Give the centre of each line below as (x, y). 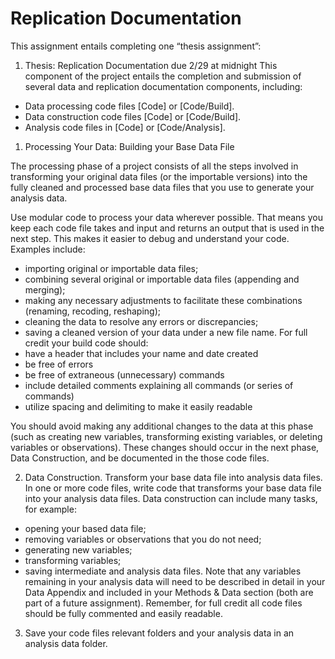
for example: (50, 509)
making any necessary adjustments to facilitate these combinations (163, 300)
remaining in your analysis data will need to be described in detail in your (175, 581)
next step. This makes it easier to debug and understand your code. (150, 238)
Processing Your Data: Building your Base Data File (129, 146)
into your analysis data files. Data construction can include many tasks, (171, 498)
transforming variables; (73, 560)
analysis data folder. (66, 643)
